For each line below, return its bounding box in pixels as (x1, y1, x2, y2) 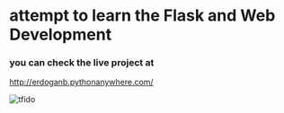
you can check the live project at (9, 56, 155, 69)
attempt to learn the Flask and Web (9, 5, 276, 26)
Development (9, 24, 112, 45)
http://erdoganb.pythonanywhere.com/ (9, 77, 155, 88)
